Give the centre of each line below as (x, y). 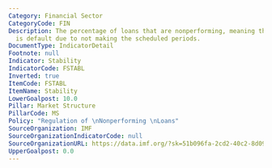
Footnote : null (34, 53)
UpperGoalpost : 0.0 (41, 151)
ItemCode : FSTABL (38, 83)
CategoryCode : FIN (39, 23)
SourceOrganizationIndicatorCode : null (76, 136)
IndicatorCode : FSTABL (47, 69)
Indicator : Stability (45, 61)
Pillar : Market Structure (52, 106)
